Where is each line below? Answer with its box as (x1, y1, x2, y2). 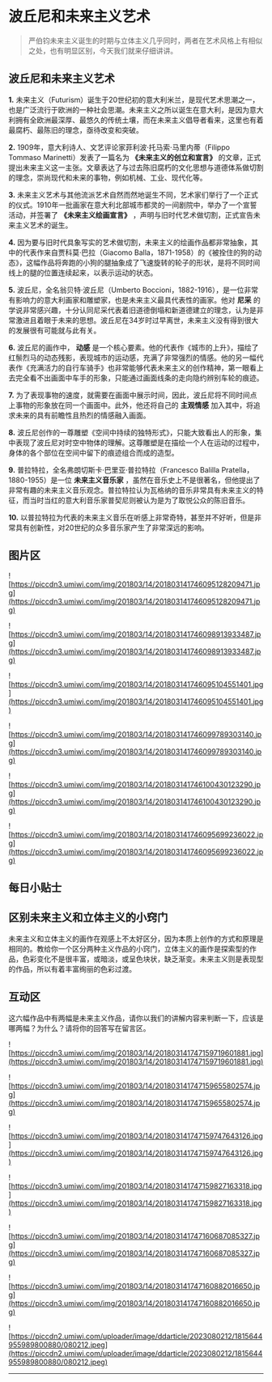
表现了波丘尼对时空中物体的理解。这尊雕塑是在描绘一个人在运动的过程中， (15, 438, 264, 447)
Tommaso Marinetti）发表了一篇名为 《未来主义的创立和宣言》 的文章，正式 (8, 152, 261, 162)
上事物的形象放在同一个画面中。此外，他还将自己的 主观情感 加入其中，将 (8, 400, 253, 409)
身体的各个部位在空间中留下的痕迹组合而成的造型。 (8, 447, 179, 457)
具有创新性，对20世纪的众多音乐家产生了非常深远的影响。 (15, 523, 209, 532)
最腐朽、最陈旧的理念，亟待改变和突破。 (8, 125, 143, 134)
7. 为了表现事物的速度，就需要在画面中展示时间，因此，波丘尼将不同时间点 (8, 390, 257, 400)
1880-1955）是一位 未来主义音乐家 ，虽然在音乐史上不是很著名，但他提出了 (8, 475, 261, 485)
